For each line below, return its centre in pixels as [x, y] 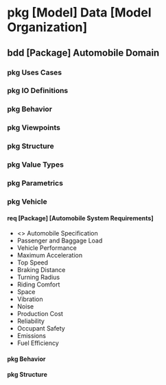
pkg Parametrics [35, 183]
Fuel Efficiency [38, 343]
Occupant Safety [41, 329]
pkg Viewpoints [34, 127]
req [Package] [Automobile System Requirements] [80, 218]
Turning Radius [38, 278]
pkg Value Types [35, 165]
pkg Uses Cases [35, 72]
